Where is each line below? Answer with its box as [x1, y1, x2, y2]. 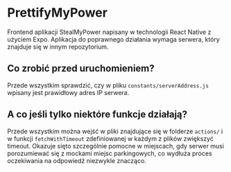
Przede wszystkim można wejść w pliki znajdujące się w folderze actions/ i [7, 127, 223, 135]
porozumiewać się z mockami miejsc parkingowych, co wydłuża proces [7, 149, 213, 157]
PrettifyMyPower [7, 5, 108, 21]
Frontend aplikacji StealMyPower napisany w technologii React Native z [7, 28, 212, 36]
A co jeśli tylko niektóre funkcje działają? [7, 109, 188, 121]
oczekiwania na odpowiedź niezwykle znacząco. [7, 156, 147, 164]
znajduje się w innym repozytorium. [7, 42, 109, 51]
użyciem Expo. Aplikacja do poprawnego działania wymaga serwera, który [7, 35, 220, 43]
